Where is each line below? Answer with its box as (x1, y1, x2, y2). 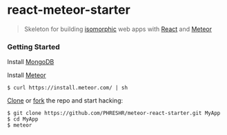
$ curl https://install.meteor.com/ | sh (7, 85, 128, 92)
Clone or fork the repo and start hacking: (7, 96, 123, 105)
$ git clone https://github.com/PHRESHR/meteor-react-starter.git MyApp (7, 110, 221, 117)
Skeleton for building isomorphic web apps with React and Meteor (23, 25, 213, 33)
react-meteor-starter (7, 2, 131, 18)
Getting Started (7, 42, 60, 52)
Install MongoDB (7, 58, 55, 66)
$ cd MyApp (7, 116, 39, 123)
